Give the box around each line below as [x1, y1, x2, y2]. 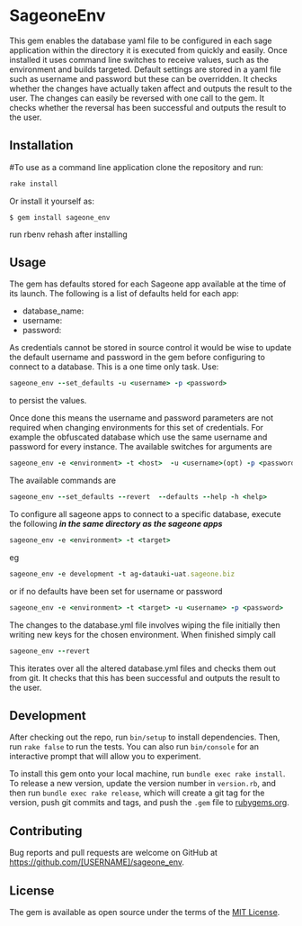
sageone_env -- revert [9, 646, 91, 656]
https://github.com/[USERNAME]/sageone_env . [9, 857, 185, 867]
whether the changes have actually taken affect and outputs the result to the [9, 83, 292, 94]
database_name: [22, 305, 84, 316]
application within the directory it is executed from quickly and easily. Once [9, 44, 288, 55]
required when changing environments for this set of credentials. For [9, 422, 263, 433]
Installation [9, 138, 74, 153]
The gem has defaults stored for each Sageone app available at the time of [9, 278, 287, 289]
